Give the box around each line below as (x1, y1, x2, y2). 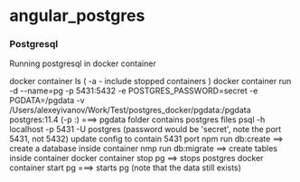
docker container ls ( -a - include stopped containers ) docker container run (9, 76, 292, 87)
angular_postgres (9, 5, 145, 26)
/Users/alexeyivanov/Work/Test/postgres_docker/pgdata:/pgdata (9, 105, 251, 116)
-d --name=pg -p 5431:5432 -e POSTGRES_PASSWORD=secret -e (9, 85, 258, 96)
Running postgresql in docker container (9, 58, 156, 69)
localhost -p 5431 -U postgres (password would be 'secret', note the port (9, 124, 282, 135)
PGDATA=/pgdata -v (9, 95, 85, 106)
